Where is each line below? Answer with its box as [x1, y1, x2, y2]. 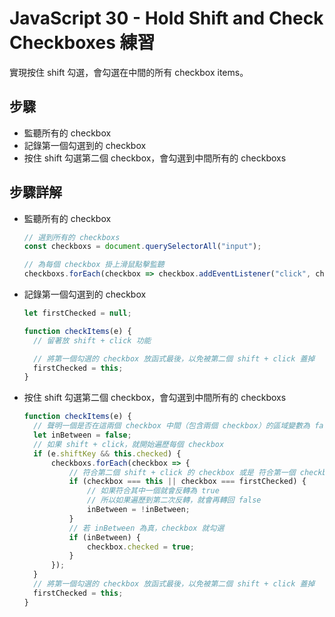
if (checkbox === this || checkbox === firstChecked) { [68, 477, 307, 487]
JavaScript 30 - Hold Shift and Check [9, 7, 324, 30]
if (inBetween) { [68, 532, 141, 542]
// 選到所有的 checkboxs [23, 232, 121, 242]
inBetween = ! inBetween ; [87, 505, 191, 515]
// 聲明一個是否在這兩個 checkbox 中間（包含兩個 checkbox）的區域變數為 [33, 421, 311, 431]
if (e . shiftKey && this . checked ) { [33, 448, 182, 459]
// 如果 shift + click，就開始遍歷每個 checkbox [33, 439, 225, 449]
